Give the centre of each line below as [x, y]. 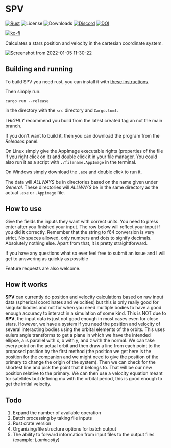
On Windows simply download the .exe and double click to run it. [74, 172]
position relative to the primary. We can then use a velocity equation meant [84, 373]
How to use [23, 209]
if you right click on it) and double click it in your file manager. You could [81, 157]
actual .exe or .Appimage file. [35, 192]
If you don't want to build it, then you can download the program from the [82, 135]
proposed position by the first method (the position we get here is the [78, 352]
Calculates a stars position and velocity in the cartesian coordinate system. [84, 43]
